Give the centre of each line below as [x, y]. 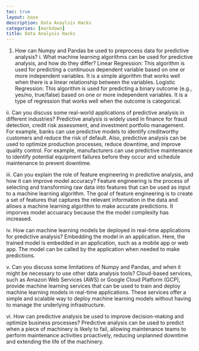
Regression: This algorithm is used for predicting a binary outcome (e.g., [103, 88]
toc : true [18, 12]
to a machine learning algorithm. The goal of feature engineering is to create [99, 194]
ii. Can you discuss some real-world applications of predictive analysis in [95, 113]
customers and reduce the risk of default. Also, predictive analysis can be [97, 138]
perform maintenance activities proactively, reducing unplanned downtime [97, 336]
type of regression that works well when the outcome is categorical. [98, 101]
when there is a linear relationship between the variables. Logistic [95, 82]
